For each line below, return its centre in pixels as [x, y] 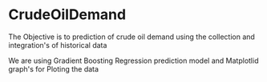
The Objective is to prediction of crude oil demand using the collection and [131, 37]
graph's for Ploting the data [53, 68]
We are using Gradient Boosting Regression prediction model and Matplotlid [133, 61]
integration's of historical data [58, 45]
